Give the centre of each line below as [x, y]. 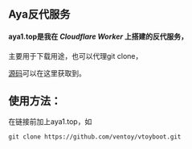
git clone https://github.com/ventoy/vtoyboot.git [95, 137]
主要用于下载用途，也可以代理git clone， [76, 56]
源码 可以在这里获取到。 [47, 73]
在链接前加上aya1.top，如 [50, 122]
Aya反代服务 [39, 14]
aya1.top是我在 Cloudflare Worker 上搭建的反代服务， [98, 36]
